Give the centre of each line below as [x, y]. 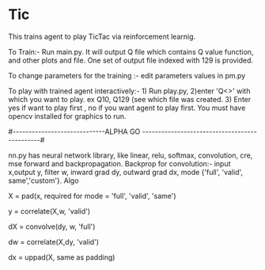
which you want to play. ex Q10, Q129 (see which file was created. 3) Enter [130, 99]
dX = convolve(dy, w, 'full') [52, 226]
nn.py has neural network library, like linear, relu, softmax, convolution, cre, [131, 155]
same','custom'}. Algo [44, 181]
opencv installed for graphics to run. [67, 116]
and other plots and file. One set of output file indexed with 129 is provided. [131, 60]
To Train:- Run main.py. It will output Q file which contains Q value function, [131, 51]
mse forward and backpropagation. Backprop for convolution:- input [119, 163]
